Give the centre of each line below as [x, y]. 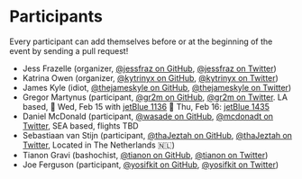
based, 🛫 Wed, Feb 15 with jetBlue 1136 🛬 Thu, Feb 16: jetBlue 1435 [146, 106]
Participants [56, 17]
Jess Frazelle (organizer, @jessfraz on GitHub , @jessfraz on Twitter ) [149, 68]
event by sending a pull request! [69, 50]
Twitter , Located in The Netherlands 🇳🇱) [99, 145]
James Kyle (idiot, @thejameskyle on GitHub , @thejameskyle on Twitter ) [156, 87]
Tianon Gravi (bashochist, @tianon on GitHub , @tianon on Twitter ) [145, 155]
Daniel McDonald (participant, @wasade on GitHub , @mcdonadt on [147, 116]
